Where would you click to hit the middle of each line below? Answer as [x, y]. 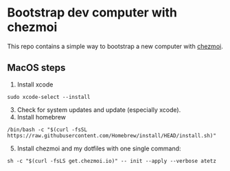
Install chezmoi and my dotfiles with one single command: [99, 148]
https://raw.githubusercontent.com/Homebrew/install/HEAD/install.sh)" [112, 135]
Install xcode [35, 84]
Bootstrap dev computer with [92, 13]
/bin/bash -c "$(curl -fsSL [47, 129]
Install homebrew [42, 117]
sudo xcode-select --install [49, 97]
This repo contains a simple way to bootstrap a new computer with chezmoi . [115, 46]
